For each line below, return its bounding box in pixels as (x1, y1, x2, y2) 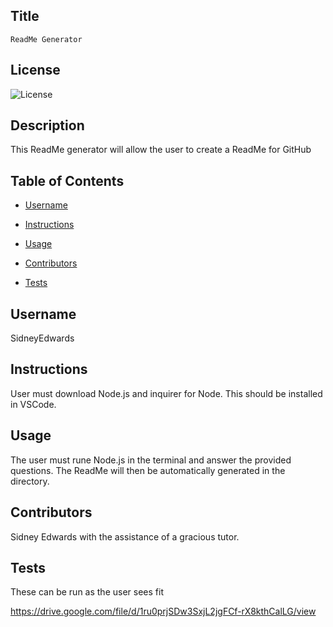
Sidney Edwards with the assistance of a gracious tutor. (10, 530, 240, 543)
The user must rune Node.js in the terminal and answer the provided (10, 454, 292, 466)
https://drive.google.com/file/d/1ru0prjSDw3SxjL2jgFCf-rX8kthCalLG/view (10, 605, 317, 618)
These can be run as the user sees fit (10, 586, 164, 598)
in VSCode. (10, 398, 57, 410)
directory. (10, 475, 50, 487)
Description (10, 117, 85, 134)
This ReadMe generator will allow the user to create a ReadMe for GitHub (10, 144, 312, 156)
